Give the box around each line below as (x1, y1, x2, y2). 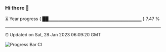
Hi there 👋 (5, 4, 30, 11)
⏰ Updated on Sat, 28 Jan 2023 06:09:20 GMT (5, 32, 101, 38)
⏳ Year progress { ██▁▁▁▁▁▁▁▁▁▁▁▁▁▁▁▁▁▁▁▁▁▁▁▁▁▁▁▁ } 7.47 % (5, 16, 160, 22)
